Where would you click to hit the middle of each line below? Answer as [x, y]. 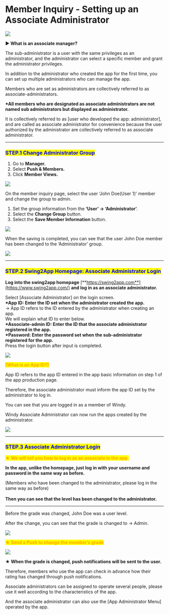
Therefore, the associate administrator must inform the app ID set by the [80, 389]
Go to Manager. [29, 164]
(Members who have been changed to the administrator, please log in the [81, 483]
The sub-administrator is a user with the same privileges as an [70, 53]
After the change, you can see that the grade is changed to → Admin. [77, 523]
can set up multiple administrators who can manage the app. [68, 79]
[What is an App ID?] [27, 365]
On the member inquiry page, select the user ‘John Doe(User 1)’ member [80, 194]
